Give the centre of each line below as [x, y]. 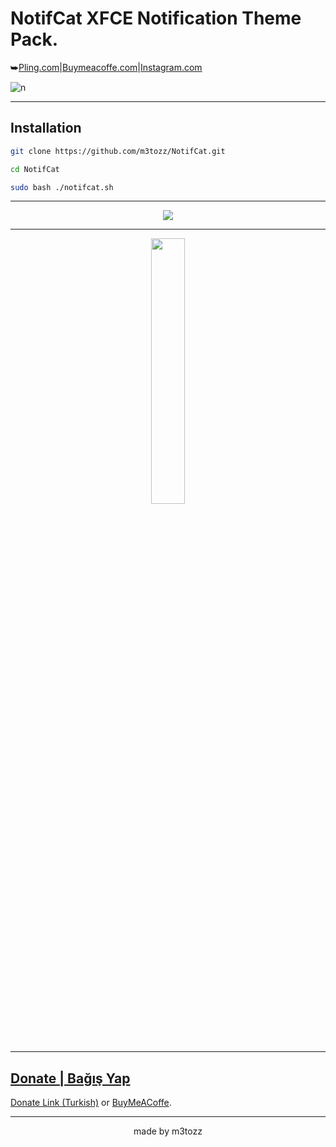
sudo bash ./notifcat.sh [62, 187]
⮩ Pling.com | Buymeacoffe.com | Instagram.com [106, 67]
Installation [46, 128]
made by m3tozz [168, 1131]
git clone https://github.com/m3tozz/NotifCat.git [118, 151]
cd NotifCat [35, 169]
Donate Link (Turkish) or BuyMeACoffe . [91, 1103]
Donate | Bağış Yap [70, 1078]
